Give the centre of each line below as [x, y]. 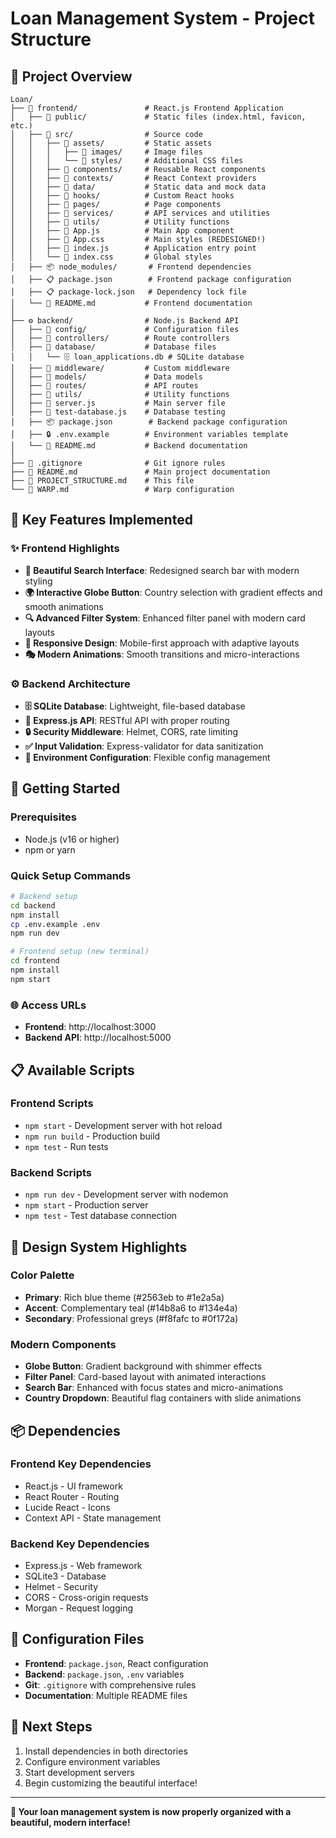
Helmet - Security [61, 1587]
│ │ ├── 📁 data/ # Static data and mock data [138, 187]
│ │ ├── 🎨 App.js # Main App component [122, 231]
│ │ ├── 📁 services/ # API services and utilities [140, 213]
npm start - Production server [86, 1205]
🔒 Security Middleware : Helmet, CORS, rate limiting [131, 731]
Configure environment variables [92, 1761]
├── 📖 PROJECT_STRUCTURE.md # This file [102, 481]
